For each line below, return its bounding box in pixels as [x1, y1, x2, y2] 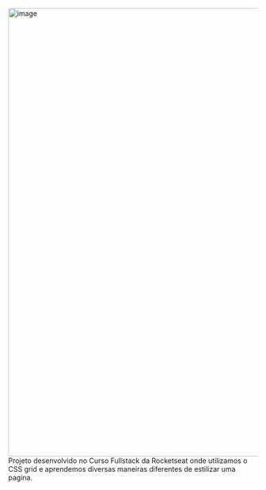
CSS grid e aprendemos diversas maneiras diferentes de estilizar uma [8, 465, 236, 473]
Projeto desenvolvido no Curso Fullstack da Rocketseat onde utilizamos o [8, 456, 248, 465]
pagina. [8, 473, 33, 482]
